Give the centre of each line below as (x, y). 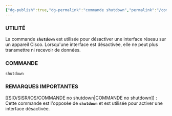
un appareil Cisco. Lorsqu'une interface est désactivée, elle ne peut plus (82, 44)
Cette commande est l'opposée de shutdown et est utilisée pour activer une (84, 103)
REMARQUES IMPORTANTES (42, 86)
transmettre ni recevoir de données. (43, 50)
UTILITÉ (15, 28)
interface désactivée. (28, 108)
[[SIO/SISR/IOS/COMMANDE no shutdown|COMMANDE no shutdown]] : (81, 98)
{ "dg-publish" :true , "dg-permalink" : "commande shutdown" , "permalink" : (81, 10)
